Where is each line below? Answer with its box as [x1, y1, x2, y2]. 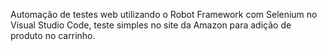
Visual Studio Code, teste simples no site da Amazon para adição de [10, 19, 292, 31]
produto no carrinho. [10, 30, 96, 41]
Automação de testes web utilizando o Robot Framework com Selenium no [10, 9, 318, 20]
